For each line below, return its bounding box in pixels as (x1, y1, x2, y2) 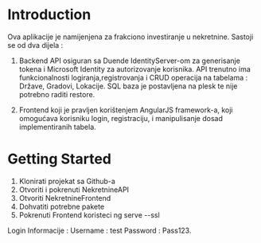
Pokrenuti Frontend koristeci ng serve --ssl (18, 210, 160, 220)
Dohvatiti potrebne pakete (18, 202, 105, 211)
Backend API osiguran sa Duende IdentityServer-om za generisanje (18, 56, 240, 65)
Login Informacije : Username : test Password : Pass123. (7, 225, 192, 235)
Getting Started (7, 150, 112, 168)
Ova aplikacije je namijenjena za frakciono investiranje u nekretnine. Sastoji (7, 32, 254, 41)
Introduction (7, 6, 92, 24)
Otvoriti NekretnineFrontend (18, 193, 111, 202)
